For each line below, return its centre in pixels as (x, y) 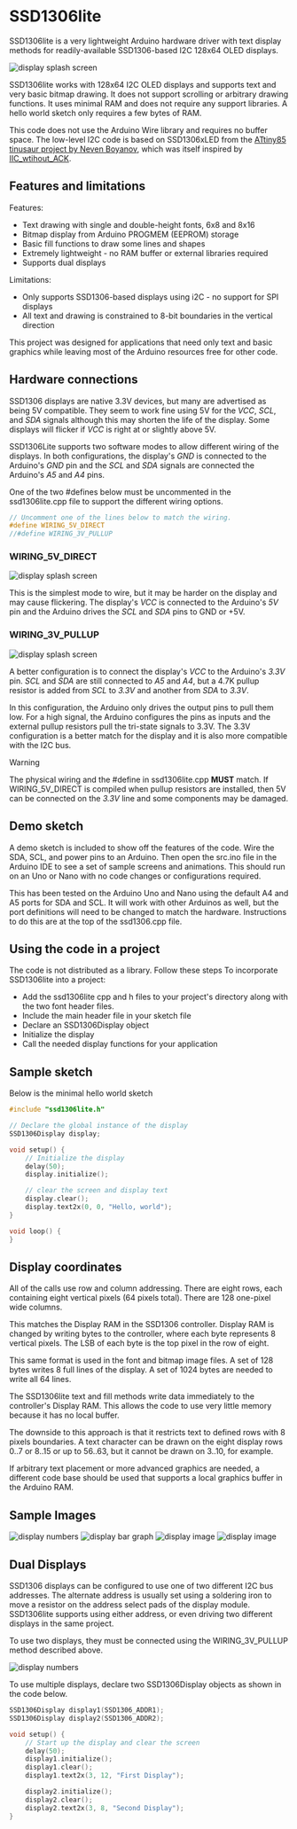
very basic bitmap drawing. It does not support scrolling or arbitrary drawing (149, 94)
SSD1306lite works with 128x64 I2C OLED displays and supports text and (143, 84)
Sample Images (53, 1515)
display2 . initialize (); (69, 1792)
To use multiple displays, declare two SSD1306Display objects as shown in (145, 1684)
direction (38, 324)
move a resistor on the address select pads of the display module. (130, 1605)
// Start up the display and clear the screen (113, 1743)
